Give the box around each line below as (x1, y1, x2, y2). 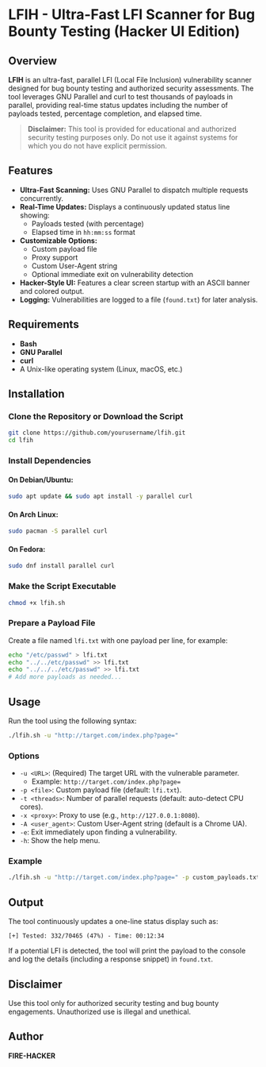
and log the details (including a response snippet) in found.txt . (8, 954, 214, 964)
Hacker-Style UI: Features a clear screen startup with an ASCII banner (19, 278, 250, 287)
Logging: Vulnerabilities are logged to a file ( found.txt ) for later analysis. (19, 295, 258, 304)
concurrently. (19, 193, 64, 203)
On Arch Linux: (8, 510, 59, 519)
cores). (19, 802, 44, 811)
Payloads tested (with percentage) (31, 218, 145, 228)
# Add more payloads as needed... (8, 673, 123, 681)
